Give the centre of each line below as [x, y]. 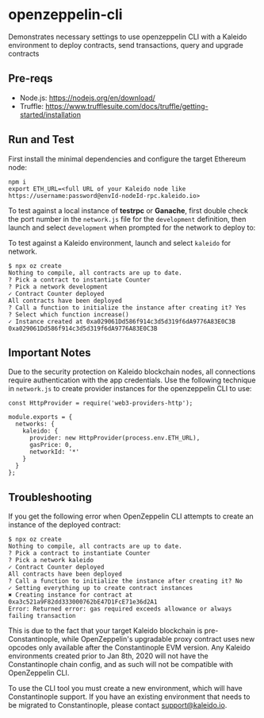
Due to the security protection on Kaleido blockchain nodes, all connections [132, 372]
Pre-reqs [31, 78]
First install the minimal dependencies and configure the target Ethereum [127, 159]
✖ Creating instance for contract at [71, 595]
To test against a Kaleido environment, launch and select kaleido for [120, 243]
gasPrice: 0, [51, 445]
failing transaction [42, 616]
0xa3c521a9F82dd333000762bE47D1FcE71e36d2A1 [83, 602]
